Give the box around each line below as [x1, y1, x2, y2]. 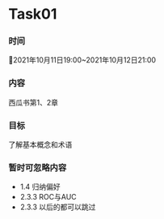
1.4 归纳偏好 [19, 182, 61, 191]
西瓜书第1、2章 [8, 97, 59, 107]
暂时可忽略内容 [8, 162, 67, 173]
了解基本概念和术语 [8, 140, 73, 150]
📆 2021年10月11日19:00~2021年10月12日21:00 [8, 55, 156, 65]
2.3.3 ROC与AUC [19, 192, 77, 202]
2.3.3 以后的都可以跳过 [19, 202, 96, 212]
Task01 [8, 5, 57, 24]
